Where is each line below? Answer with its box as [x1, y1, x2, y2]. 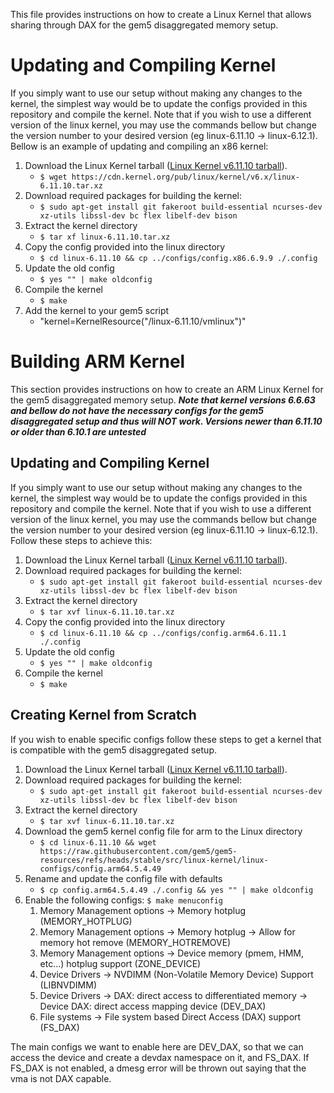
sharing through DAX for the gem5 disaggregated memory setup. [10, 19, 279, 31]
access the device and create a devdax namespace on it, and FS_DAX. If [10, 1051, 310, 1063]
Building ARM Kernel [10, 350, 186, 373]
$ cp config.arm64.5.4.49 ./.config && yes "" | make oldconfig [39, 885, 314, 895]
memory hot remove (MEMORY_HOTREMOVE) [39, 936, 232, 948]
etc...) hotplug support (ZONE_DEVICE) [39, 957, 202, 969]
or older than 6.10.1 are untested [10, 425, 147, 438]
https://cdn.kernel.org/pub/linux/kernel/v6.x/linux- [71, 172, 300, 182]
